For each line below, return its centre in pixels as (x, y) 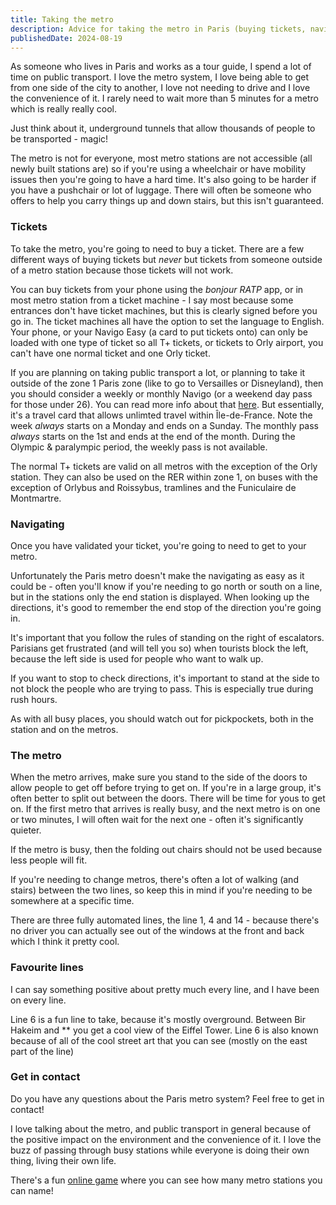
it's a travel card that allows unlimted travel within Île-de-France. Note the (161, 415)
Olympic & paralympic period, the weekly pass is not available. (139, 447)
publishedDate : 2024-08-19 (66, 38)
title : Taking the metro (62, 19)
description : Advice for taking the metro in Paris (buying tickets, (158, 29)
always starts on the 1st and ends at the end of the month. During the (153, 436)
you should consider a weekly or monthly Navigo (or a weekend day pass (161, 393)
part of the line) (42, 1051)
